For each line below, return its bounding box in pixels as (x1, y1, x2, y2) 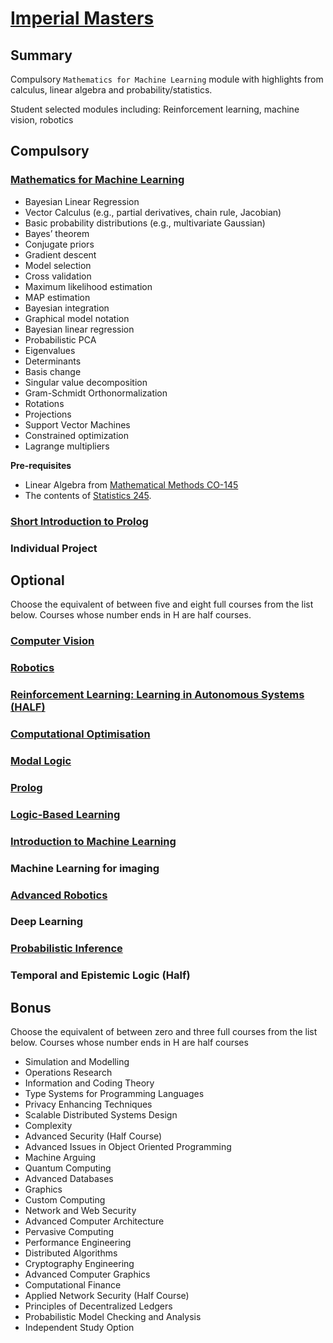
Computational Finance (24, 1279, 122, 1291)
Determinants (24, 355, 82, 367)
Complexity (24, 1120, 73, 1132)
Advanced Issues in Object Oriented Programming (24, 1141, 232, 1153)
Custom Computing (24, 1194, 106, 1206)
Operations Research (24, 1067, 113, 1079)
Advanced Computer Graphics (24, 1268, 151, 1281)
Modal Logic (10, 753, 72, 767)
